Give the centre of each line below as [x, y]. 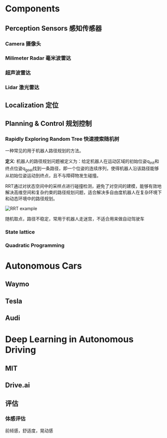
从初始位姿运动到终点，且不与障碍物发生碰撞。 [53, 175]
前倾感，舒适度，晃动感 [29, 431]
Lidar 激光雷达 [22, 88]
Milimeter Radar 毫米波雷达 [38, 58]
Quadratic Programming [35, 245]
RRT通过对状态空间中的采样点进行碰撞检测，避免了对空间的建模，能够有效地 [83, 186]
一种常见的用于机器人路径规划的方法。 [44, 151]
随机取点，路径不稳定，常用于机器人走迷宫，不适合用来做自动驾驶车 [75, 219]
